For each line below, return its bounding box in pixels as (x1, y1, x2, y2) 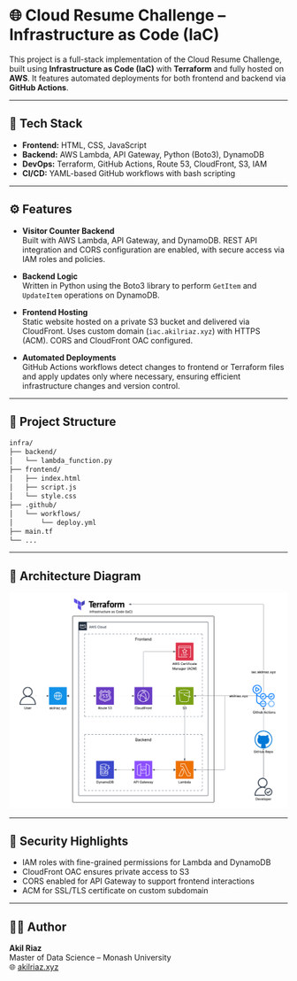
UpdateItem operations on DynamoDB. (21, 290, 161, 300)
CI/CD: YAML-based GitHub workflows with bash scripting (21, 167, 236, 178)
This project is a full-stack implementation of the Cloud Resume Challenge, (9, 54, 283, 65)
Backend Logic (21, 271, 78, 282)
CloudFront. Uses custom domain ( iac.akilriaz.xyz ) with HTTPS (21, 325, 261, 336)
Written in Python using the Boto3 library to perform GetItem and (21, 280, 257, 290)
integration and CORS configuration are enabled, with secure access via (21, 244, 286, 255)
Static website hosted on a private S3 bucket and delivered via (21, 316, 250, 327)
